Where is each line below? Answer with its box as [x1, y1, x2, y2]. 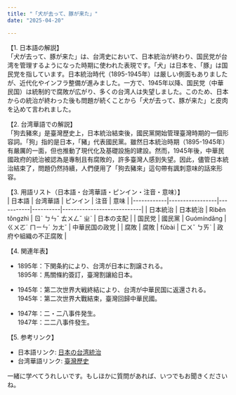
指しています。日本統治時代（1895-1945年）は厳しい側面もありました [25, 70, 228, 78]
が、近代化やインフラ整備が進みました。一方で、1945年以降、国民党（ [7, 78, 212, 87]
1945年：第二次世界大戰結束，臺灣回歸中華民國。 [17, 294, 162, 303]
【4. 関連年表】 [7, 246, 52, 255]
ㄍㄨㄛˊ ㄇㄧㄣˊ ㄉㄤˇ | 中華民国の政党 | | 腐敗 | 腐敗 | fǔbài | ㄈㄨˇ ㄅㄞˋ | [7, 222, 216, 231]
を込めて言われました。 [7, 105, 75, 113]
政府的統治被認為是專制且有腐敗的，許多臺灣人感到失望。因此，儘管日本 [13, 155, 223, 163]
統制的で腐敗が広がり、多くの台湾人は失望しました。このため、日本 [31, 87, 229, 96]
